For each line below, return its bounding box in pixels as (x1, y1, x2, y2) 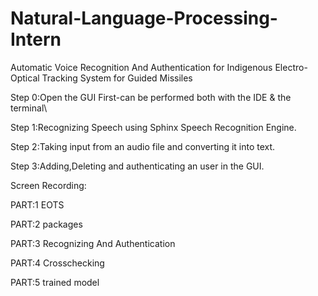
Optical (10, 72, 40, 84)
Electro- (274, 61, 308, 73)
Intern (10, 28, 62, 51)
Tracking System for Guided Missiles (41, 72, 193, 84)
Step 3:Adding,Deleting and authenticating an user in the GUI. (10, 160, 265, 172)
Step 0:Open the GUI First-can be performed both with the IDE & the (10, 91, 292, 103)
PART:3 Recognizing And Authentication (10, 237, 176, 249)
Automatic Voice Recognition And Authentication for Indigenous (10, 61, 273, 73)
